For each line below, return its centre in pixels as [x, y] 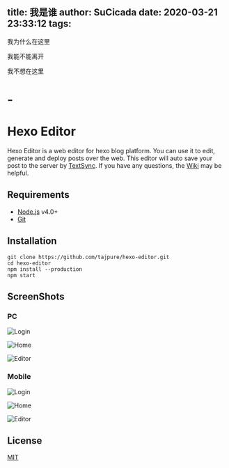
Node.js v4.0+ [38, 212]
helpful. [18, 173]
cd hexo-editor [29, 263]
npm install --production [45, 269]
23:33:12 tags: [39, 24]
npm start [22, 275]
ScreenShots [36, 296]
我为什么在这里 [29, 41]
